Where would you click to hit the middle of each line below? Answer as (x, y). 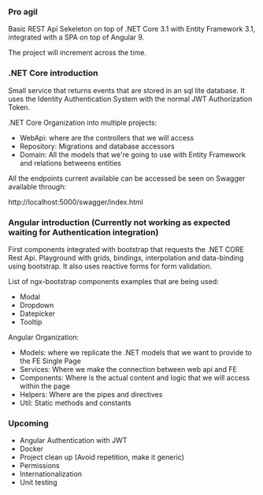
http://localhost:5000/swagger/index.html (76, 202)
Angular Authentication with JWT (73, 441)
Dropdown (37, 305)
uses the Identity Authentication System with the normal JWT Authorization (130, 99)
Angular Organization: (44, 337)
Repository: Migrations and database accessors (97, 146)
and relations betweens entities (70, 163)
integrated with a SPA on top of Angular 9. (76, 37)
